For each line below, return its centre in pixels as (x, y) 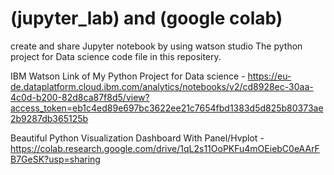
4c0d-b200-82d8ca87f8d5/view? (80, 97)
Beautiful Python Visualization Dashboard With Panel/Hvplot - (137, 138)
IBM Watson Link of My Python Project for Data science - (128, 76)
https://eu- (269, 76)
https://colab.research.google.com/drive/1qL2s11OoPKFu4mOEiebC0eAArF (165, 148)
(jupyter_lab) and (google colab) (146, 18)
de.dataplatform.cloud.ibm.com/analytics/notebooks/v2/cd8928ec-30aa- (162, 86)
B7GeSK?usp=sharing (55, 159)
